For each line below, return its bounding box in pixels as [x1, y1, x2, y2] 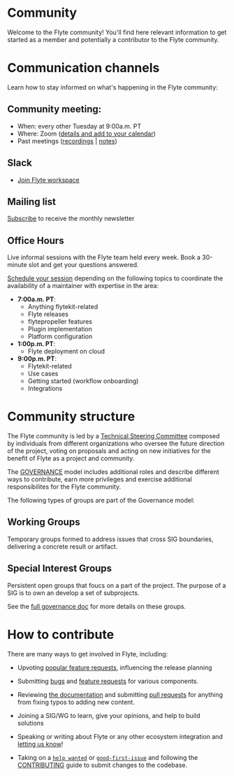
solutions [17, 719, 44, 727]
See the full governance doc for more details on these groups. [7, 602, 187, 610]
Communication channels [7, 60, 160, 76]
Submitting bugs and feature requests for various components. [17, 677, 199, 685]
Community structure [7, 409, 136, 424]
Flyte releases [27, 310, 68, 319]
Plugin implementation [27, 325, 93, 333]
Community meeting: [7, 103, 102, 115]
